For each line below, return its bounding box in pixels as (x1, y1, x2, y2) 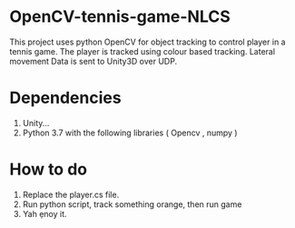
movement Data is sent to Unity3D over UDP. (9, 55, 178, 66)
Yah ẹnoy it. (22, 208, 67, 219)
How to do (9, 159, 88, 180)
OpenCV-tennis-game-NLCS (9, 6, 231, 27)
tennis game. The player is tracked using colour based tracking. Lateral (9, 45, 275, 56)
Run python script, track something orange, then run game (22, 198, 242, 210)
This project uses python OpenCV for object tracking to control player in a (9, 36, 286, 47)
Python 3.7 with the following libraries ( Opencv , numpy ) (22, 127, 238, 138)
